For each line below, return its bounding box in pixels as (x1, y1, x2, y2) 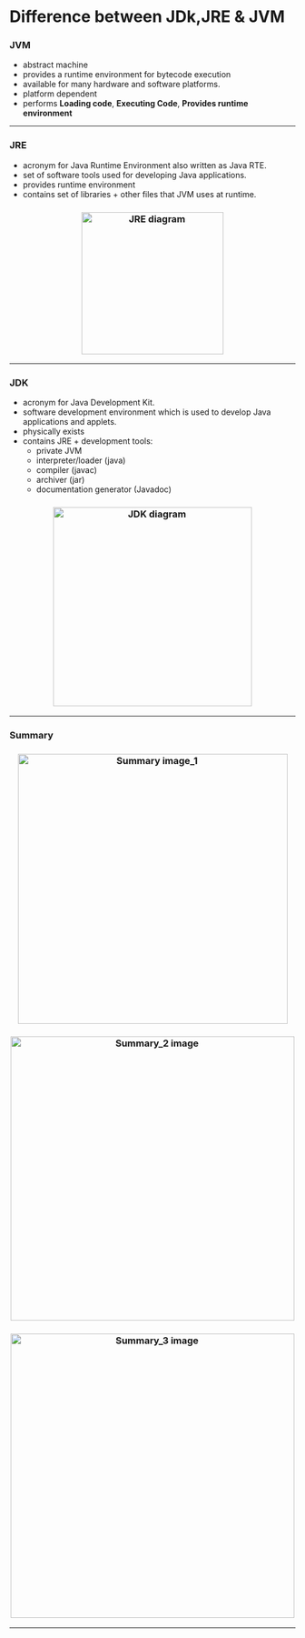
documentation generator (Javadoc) (35, 484, 172, 495)
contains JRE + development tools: (22, 436, 153, 447)
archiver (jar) (35, 475, 85, 486)
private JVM (35, 446, 83, 457)
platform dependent (22, 88, 98, 99)
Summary (9, 729, 54, 741)
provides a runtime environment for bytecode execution (22, 69, 231, 80)
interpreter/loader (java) (35, 455, 126, 466)
